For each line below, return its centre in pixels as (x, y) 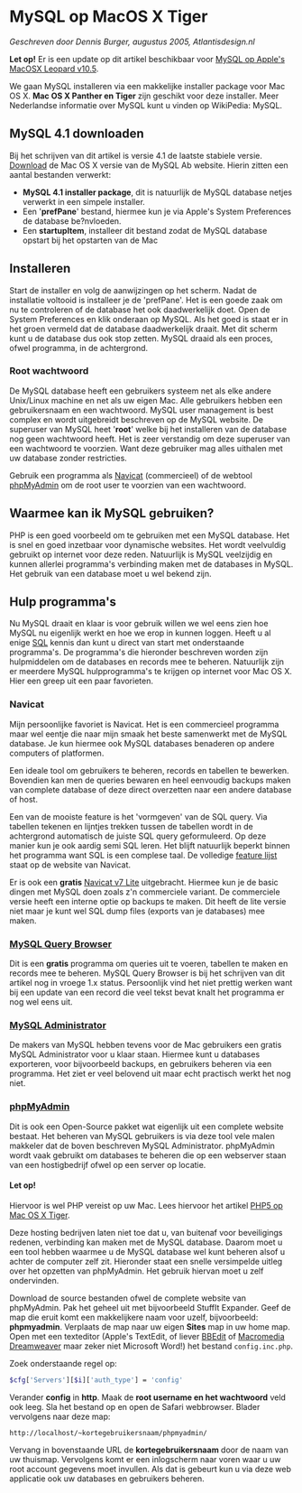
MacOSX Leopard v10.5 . (54, 69)
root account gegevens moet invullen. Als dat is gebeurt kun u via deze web (150, 1469)
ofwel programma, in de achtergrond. (79, 348)
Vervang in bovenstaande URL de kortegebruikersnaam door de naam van (149, 1450)
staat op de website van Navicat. (70, 865)
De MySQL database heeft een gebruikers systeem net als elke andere (141, 391)
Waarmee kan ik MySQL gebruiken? (112, 513)
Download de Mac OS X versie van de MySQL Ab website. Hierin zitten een (149, 165)
